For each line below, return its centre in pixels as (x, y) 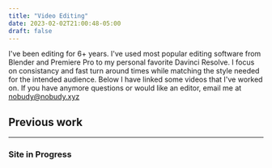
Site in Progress (40, 154)
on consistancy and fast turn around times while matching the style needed (134, 71)
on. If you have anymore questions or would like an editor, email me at (125, 88)
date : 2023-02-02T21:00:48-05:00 (65, 23)
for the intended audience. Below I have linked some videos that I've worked (136, 80)
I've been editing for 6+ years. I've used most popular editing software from (135, 54)
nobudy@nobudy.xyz (44, 97)
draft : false (30, 31)
